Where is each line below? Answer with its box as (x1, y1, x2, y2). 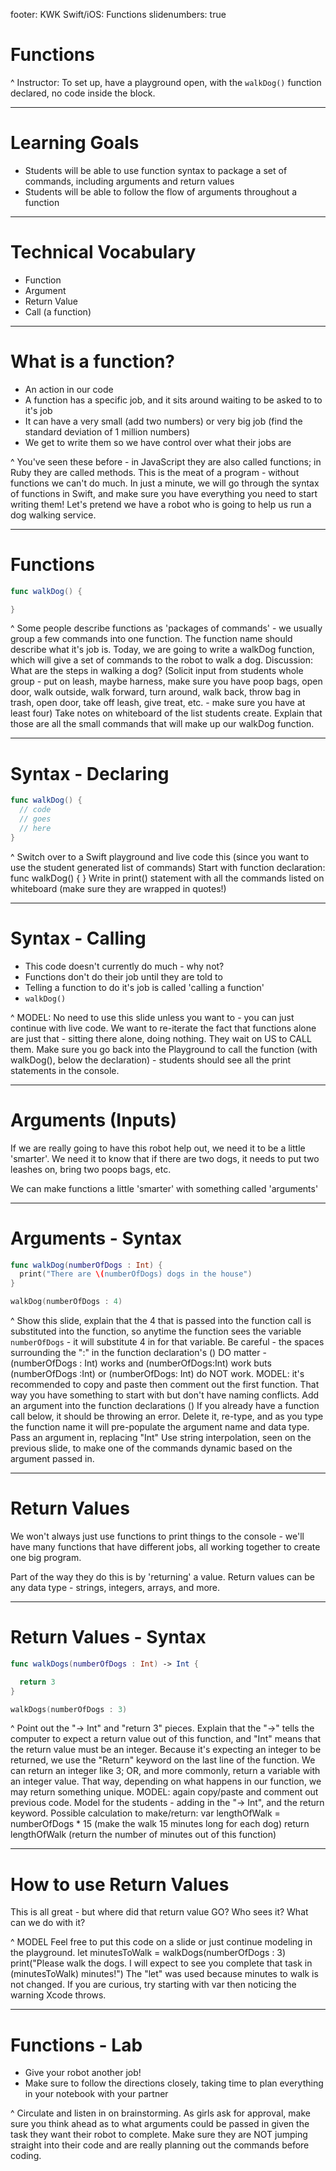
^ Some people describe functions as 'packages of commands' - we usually (10, 622, 323, 634)
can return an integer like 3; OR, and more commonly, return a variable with (10, 1765, 321, 1777)
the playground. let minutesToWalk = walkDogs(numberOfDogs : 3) (10, 1947, 287, 1959)
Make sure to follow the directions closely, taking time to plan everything (24, 2077, 324, 2089)
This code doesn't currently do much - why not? (24, 960, 225, 972)
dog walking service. (10, 509, 97, 521)
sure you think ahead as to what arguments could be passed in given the (10, 2118, 310, 2130)
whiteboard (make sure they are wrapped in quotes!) (10, 882, 227, 894)
